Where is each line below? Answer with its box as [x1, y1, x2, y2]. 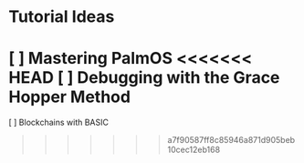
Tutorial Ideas [8, 6, 115, 27]
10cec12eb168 [167, 144, 221, 156]
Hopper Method [8, 87, 131, 107]
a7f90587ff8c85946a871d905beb [167, 135, 296, 146]
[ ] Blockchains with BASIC [8, 117, 109, 128]
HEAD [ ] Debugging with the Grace [8, 67, 280, 88]
